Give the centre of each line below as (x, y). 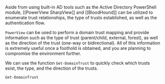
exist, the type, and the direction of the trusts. (52, 68)
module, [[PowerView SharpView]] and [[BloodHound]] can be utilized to (79, 12)
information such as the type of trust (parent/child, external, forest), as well (82, 38)
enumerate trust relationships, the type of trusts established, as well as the (81, 18)
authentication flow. (25, 23)
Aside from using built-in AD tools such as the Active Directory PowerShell (81, 7)
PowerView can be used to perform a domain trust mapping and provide (77, 32)
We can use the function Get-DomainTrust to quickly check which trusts (78, 63)
